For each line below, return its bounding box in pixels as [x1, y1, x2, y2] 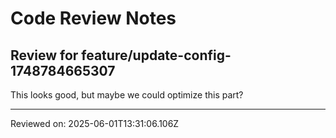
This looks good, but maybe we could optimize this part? [10, 89, 244, 101]
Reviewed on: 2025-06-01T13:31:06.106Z [10, 118, 180, 129]
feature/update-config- [81, 47, 232, 64]
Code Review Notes [10, 7, 177, 30]
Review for [10, 47, 79, 64]
